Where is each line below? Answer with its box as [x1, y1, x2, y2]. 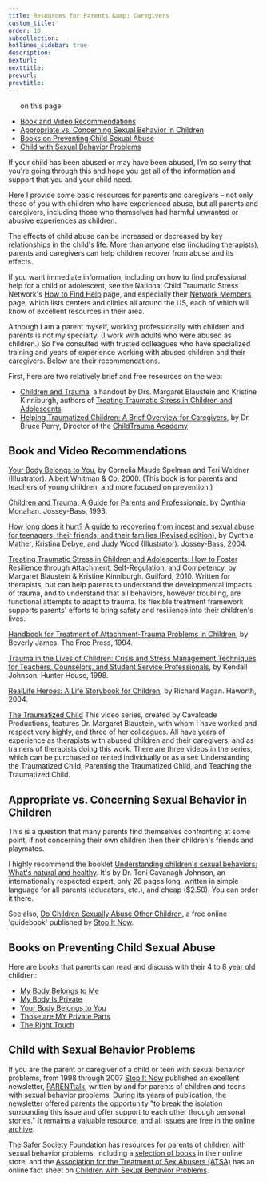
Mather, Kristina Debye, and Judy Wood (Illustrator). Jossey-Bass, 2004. [8, 539, 248, 549]
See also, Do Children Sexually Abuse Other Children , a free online [8, 909, 228, 918]
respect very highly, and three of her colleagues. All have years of [8, 727, 225, 737]
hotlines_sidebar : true [8, 42, 88, 50]
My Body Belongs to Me [19, 986, 100, 995]
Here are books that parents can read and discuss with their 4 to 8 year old [8, 962, 256, 971]
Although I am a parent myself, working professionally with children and [8, 321, 245, 331]
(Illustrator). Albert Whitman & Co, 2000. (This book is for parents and [8, 474, 238, 483]
